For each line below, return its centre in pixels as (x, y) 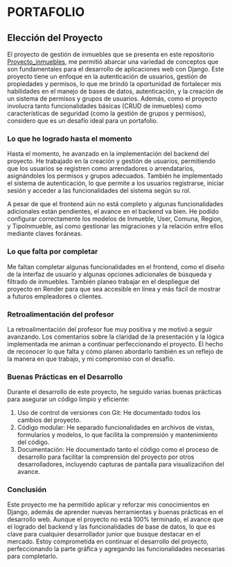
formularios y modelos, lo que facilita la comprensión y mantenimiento (117, 435)
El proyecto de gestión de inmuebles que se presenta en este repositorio (111, 54)
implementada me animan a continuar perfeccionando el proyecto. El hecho (115, 344)
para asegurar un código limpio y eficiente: (69, 399)
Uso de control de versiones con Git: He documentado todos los (109, 413)
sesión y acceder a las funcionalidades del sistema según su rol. (99, 191)
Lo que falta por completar (53, 252)
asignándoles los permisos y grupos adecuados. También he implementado (115, 176)
